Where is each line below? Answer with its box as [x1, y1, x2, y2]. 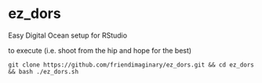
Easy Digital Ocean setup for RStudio [8, 31, 128, 40]
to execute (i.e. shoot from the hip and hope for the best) [8, 45, 192, 55]
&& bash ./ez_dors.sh [8, 67, 79, 75]
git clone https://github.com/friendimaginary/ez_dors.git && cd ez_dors [8, 60, 255, 69]
